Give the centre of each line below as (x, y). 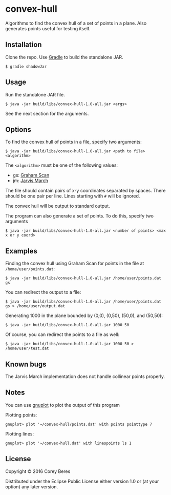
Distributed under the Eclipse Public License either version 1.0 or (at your (82, 481)
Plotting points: (21, 415)
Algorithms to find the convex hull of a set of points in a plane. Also (76, 23)
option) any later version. (31, 487)
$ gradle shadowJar (26, 66)
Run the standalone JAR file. (35, 94)
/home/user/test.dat (27, 349)
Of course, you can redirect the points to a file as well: (62, 334)
